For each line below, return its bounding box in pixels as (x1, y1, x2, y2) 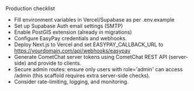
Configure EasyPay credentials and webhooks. (13, 35, 127, 41)
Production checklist (5, 5, 55, 12)
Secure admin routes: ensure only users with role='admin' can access (13, 66, 183, 72)
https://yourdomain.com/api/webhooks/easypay (13, 47, 131, 54)
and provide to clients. (28, 60, 81, 66)
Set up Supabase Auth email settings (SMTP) (13, 23, 123, 29)
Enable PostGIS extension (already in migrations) (13, 29, 132, 36)
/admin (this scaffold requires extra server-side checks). (13, 72, 151, 79)
